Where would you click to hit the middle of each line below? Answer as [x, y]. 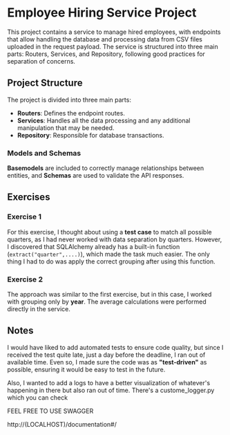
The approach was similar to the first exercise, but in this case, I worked [109, 295]
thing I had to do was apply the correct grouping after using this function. [111, 261]
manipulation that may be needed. [66, 128]
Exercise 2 [25, 279]
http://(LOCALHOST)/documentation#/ [62, 424]
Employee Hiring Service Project [102, 13]
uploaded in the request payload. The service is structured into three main [113, 46]
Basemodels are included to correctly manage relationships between [106, 168]
